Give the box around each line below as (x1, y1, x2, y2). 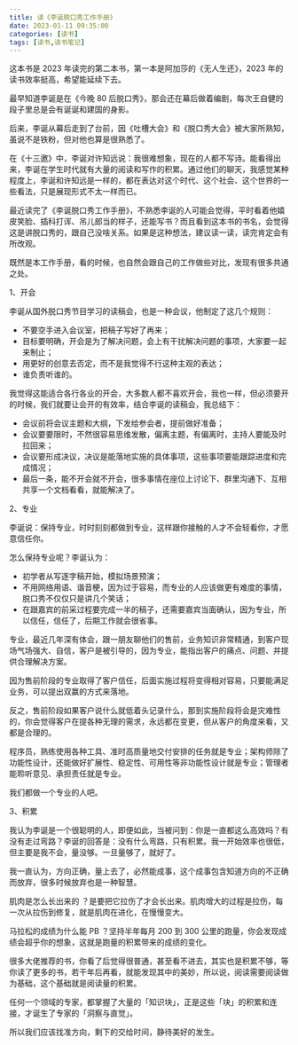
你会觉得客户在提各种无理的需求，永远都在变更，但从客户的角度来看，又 (24, 716, 289, 727)
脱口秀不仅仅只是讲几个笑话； (21, 593, 131, 604)
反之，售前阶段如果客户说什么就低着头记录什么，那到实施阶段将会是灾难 (9, 705, 273, 716)
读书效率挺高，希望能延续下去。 (9, 75, 126, 85)
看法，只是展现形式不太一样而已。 (16, 186, 142, 197)
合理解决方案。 (16, 656, 72, 667)
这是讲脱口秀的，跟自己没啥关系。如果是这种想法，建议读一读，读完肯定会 (9, 227, 281, 238)
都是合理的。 (9, 727, 56, 738)
